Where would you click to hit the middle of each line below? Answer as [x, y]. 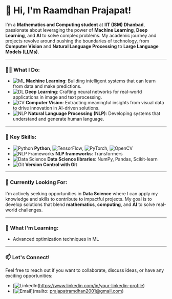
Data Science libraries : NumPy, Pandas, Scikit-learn [102, 159]
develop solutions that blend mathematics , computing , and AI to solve [80, 204]
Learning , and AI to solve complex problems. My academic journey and [81, 35]
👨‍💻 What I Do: [23, 70]
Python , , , [71, 148]
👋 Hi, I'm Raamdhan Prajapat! [68, 10]
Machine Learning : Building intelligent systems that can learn [91, 81]
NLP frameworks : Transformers [89, 153]
